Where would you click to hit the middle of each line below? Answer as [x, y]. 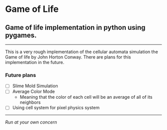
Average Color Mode [34, 92]
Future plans [21, 75]
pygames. [21, 35]
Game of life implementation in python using [75, 28]
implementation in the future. [35, 62]
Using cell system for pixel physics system [56, 108]
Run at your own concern [31, 122]
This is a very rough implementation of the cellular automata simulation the [82, 52]
